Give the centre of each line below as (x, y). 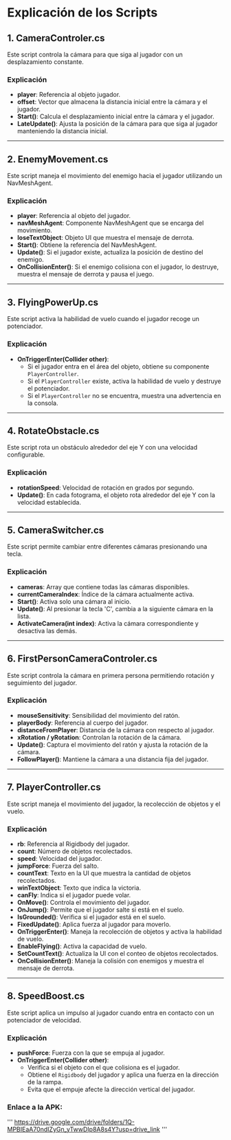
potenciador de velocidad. (44, 1020)
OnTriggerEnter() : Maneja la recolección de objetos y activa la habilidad (119, 931)
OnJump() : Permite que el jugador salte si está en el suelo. (100, 910)
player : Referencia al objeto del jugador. (74, 216)
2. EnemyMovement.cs (58, 159)
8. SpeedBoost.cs (46, 996)
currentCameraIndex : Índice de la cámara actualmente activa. (106, 594)
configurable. (26, 454)
